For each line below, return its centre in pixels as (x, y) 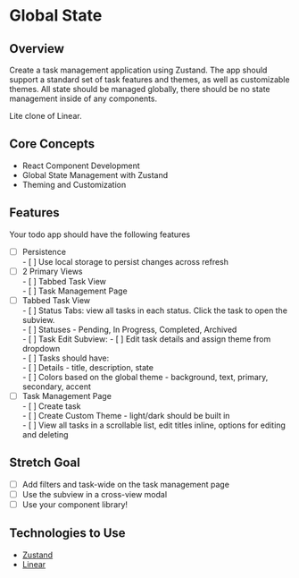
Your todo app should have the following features (100, 234)
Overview (37, 49)
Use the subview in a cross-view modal (95, 494)
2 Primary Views (52, 271)
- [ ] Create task (51, 406)
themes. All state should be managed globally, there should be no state (140, 89)
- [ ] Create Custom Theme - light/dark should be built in (126, 415)
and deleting (45, 434)
